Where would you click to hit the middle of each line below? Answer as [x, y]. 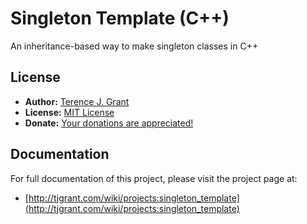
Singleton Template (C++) [120, 18]
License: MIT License [69, 112]
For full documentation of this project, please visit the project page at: [154, 178]
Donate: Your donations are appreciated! [109, 123]
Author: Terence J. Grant [77, 101]
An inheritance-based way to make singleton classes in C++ [134, 46]
